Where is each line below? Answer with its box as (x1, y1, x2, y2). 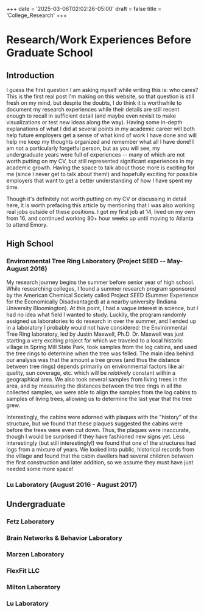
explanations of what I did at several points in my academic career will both (6, 125, 195, 132)
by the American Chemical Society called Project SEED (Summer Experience (6, 291, 199, 299)
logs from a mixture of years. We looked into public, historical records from (6, 445, 195, 453)
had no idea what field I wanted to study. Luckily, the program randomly (6, 311, 187, 318)
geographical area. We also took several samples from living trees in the (6, 375, 188, 383)
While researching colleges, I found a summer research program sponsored (6, 285, 197, 292)
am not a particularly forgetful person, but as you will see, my (6, 144, 160, 152)
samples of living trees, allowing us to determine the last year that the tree (6, 395, 192, 402)
